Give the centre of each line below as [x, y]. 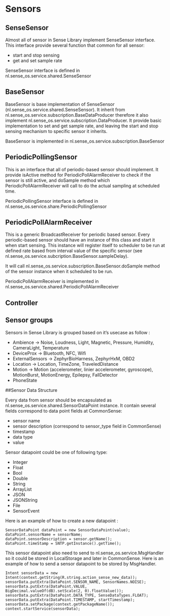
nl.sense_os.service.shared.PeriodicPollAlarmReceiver [62, 287]
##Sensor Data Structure [31, 390]
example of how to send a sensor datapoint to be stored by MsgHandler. [81, 564]
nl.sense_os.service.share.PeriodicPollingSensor [56, 206]
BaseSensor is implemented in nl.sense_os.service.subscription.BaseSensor [85, 141]
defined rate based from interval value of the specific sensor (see [74, 251]
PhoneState [25, 380]
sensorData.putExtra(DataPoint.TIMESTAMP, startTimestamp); [70, 600]
